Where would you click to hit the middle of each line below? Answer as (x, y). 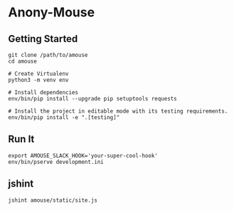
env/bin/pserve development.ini (56, 162)
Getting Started (43, 39)
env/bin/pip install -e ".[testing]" (64, 118)
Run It (21, 139)
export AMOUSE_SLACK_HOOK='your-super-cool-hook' (83, 155)
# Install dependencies (43, 93)
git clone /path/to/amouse (48, 55)
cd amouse (23, 61)
